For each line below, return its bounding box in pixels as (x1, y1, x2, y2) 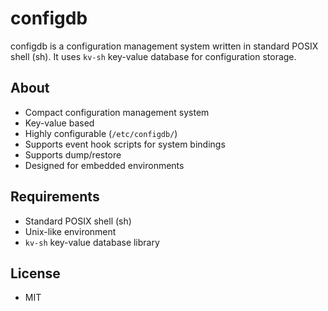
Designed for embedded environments (24, 159, 185, 171)
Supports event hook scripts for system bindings (24, 138, 226, 150)
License (10, 265, 61, 282)
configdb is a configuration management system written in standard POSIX (10, 40, 319, 52)
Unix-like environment (24, 225, 117, 237)
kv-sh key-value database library (24, 236, 160, 248)
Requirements (10, 188, 100, 206)
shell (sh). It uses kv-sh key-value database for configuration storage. (10, 50, 297, 62)
